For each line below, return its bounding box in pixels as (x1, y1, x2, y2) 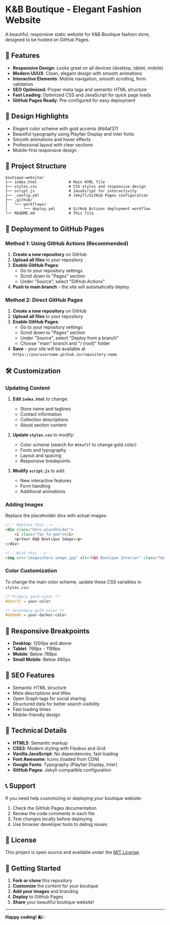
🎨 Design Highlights (5, 112, 69, 120)
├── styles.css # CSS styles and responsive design (5, 184, 146, 189)
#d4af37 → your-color (5, 599, 51, 604)
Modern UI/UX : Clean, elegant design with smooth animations (12, 70, 143, 76)
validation (12, 81, 33, 87)
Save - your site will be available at (12, 346, 86, 352)
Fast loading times (12, 706, 51, 712)
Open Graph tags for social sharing (12, 695, 86, 701)
